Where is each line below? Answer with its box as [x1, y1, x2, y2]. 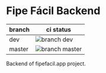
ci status [46, 25, 72, 34]
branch [9, 25, 30, 34]
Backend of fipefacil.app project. [6, 60, 86, 67]
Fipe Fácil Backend [6, 4, 101, 18]
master [9, 45, 28, 53]
